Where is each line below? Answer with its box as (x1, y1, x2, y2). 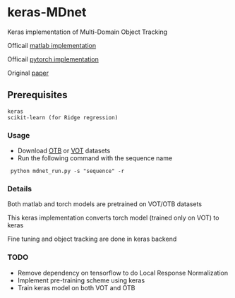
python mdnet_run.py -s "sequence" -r (10, 167, 125, 175)
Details (7, 184, 32, 193)
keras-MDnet (7, 4, 87, 20)
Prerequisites (7, 89, 68, 101)
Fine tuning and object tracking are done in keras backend (7, 234, 177, 244)
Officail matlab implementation (7, 41, 97, 49)
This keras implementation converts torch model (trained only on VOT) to (7, 213, 219, 222)
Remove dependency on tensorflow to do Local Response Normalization (17, 268, 228, 277)
